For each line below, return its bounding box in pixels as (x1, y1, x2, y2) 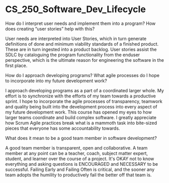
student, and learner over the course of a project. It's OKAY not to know (5, 156, 154, 162)
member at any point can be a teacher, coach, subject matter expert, (5, 150, 148, 156)
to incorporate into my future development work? (5, 78, 107, 84)
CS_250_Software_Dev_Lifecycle (5, 4, 146, 15)
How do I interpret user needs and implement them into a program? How (5, 20, 156, 26)
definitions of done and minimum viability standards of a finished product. (5, 41, 159, 47)
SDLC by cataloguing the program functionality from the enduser (5, 52, 140, 58)
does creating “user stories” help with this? (5, 25, 95, 31)
